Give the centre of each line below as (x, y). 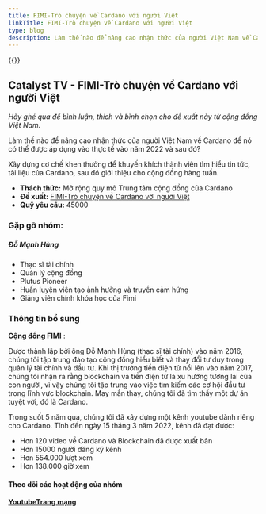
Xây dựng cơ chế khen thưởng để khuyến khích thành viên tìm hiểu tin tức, (129, 164)
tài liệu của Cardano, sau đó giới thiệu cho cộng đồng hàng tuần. (114, 173)
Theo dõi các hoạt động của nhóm (65, 484)
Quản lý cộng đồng (51, 272)
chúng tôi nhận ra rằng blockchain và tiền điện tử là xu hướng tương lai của (130, 377)
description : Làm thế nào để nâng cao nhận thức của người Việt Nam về (129, 38)
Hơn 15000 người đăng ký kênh (70, 450)
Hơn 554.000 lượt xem (56, 458)
